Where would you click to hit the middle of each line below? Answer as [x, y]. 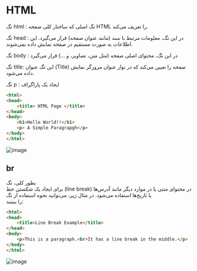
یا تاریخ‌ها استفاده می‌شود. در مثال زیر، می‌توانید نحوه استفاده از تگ [79, 195]
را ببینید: [15, 201]
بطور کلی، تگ [21, 182]
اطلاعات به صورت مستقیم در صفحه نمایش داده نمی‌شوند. [70, 44]
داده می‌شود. [20, 73]
